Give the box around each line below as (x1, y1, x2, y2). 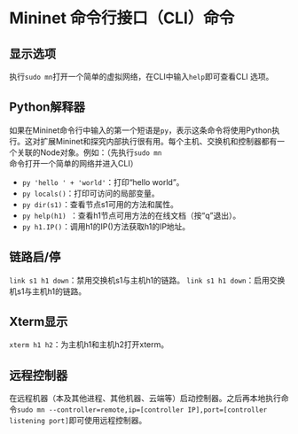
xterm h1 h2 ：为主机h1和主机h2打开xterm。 (9, 339, 169, 350)
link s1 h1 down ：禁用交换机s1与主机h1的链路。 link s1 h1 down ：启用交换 (9, 275, 286, 285)
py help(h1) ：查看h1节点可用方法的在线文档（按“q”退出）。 (21, 210, 241, 221)
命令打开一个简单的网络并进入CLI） (9, 158, 138, 168)
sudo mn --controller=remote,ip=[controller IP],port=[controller (17, 406, 268, 415)
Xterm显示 (9, 314, 68, 329)
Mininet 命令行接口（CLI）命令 (9, 8, 235, 28)
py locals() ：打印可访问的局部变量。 (21, 188, 160, 198)
